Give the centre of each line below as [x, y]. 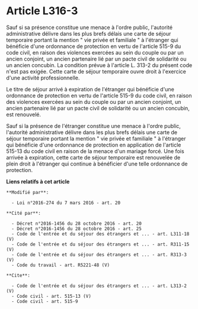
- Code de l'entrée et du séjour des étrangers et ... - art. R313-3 [99, 254]
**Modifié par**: [28, 192]
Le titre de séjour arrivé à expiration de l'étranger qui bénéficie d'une [90, 89]
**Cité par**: [24, 213]
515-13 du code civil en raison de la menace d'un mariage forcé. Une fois [95, 151]
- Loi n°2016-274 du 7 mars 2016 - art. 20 [66, 203]
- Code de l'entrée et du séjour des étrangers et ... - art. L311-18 [100, 234]
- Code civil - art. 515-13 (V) [52, 296]
